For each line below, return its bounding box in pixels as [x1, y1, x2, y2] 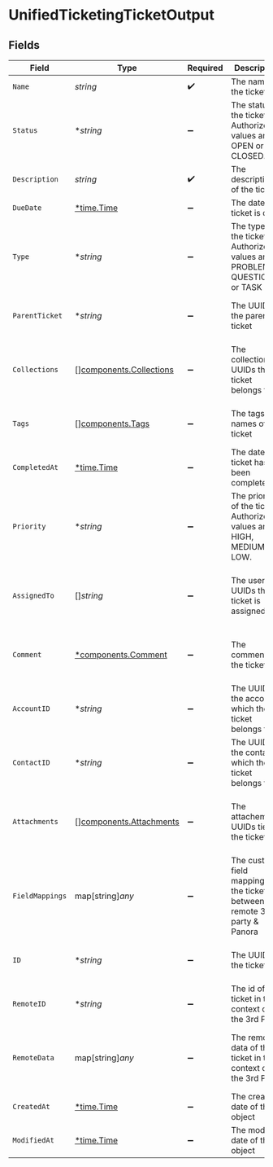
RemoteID [12, 999, 46, 1008]
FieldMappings [12, 892, 67, 901]
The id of [231, 983, 266, 994]
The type [231, 221, 266, 231]
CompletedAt [12, 463, 59, 472]
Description [12, 175, 59, 184]
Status [12, 126, 38, 135]
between [231, 896, 265, 906]
